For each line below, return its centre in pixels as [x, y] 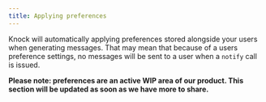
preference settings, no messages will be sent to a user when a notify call [133, 56]
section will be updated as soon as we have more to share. [109, 89]
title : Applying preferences [58, 16]
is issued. [24, 65]
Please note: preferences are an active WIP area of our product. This [126, 80]
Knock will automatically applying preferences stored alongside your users [133, 39]
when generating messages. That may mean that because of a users [123, 47]
